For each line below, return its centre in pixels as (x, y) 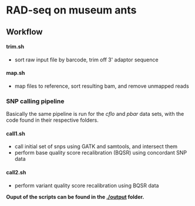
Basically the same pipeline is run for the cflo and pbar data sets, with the (95, 114)
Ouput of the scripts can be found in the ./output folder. (75, 197)
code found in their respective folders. (52, 120)
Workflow (24, 32)
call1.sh (16, 133)
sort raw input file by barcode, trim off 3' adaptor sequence (86, 60)
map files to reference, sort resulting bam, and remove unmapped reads (102, 86)
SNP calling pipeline (35, 101)
